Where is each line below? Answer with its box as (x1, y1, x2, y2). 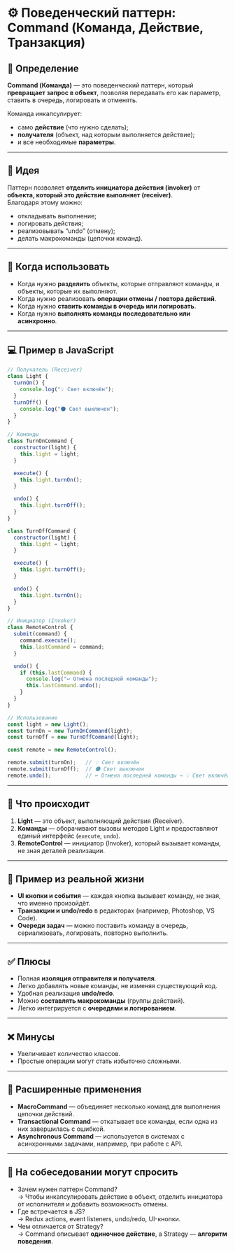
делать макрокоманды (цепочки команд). (17, 234, 143, 242)
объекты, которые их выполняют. (17, 287, 117, 295)
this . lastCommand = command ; (20, 643, 105, 650)
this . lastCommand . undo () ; (25, 682, 101, 689)
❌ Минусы (7, 1031, 55, 1043)
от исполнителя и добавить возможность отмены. (17, 1200, 169, 1208)
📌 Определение (7, 62, 79, 74)
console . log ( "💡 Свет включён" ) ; (20, 386, 115, 393)
